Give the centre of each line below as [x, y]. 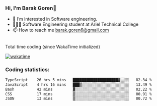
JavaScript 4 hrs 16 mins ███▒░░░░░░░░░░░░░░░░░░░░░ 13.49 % [78, 85]
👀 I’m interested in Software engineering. [55, 19]
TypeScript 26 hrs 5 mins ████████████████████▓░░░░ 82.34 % [78, 80]
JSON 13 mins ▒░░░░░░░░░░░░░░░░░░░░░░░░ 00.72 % [78, 99]
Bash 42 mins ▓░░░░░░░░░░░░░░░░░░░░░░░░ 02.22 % [78, 89]
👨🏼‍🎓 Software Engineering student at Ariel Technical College [75, 24]
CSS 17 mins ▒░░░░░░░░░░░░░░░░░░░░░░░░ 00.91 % [78, 94]
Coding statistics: [27, 69]
